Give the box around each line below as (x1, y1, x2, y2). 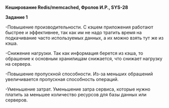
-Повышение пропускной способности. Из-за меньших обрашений (5, 71, 153, 77)
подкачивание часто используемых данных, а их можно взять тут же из (5, 35, 164, 41)
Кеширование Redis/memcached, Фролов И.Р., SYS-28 (5, 5, 129, 10)
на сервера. (5, 61, 32, 67)
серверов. (5, 97, 28, 103)
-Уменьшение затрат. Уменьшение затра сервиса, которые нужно (5, 86, 151, 92)
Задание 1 (5, 14, 28, 20)
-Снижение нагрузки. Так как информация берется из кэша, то (5, 50, 143, 56)
